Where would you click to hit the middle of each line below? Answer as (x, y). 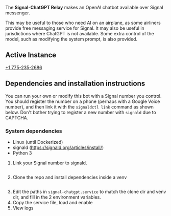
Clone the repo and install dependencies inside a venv (70, 177)
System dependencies (34, 131)
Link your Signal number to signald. (50, 163)
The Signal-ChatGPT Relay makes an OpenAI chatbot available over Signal (84, 7)
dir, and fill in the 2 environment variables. (57, 197)
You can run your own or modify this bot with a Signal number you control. (83, 96)
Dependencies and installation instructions (75, 84)
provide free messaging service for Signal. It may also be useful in (75, 28)
